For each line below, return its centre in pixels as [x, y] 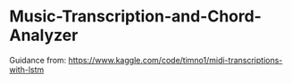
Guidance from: [38, 60]
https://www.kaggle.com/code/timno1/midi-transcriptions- [175, 60]
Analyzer [44, 35]
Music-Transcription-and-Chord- [135, 17]
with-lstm [27, 70]
